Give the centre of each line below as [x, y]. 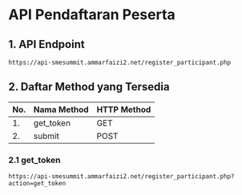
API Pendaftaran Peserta [92, 15]
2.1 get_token [34, 160]
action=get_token [37, 184]
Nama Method [61, 109]
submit [46, 136]
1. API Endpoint [47, 44]
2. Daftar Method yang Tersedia [89, 87]
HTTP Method [124, 109]
